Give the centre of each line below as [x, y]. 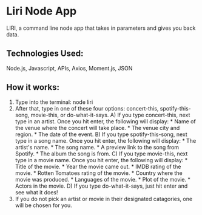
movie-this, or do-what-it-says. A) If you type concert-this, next [110, 115]
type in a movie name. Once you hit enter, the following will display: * [101, 160]
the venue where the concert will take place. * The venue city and [97, 128]
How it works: [33, 87]
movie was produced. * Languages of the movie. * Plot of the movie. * [103, 179]
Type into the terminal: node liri [54, 102]
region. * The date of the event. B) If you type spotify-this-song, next [101, 134]
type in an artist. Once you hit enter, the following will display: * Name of [105, 121]
